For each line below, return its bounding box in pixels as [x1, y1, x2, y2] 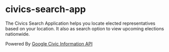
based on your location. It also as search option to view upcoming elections [5, 25, 164, 31]
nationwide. [5, 31, 30, 37]
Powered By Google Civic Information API [5, 40, 93, 46]
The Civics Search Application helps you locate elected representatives [5, 20, 156, 26]
